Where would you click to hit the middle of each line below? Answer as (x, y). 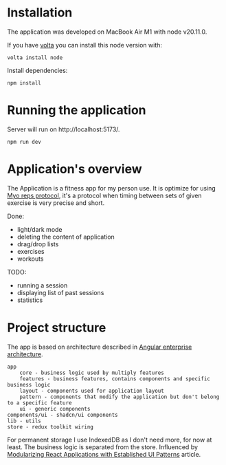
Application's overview (75, 169)
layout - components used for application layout (92, 391)
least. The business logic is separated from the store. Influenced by (102, 447)
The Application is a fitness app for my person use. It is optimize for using (112, 188)
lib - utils (24, 421)
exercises (31, 251)
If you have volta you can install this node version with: (85, 45)
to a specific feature (39, 403)
